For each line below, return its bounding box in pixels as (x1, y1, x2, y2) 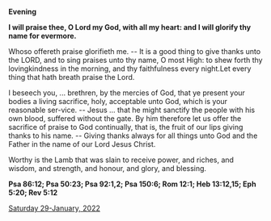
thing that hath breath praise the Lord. (8, 73, 135, 81)
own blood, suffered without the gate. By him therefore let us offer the (8, 114, 242, 123)
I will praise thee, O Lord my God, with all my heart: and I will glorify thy (8, 23, 252, 31)
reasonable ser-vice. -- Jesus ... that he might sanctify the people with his (8, 105, 256, 115)
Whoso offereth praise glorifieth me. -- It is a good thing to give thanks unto (8, 47, 261, 56)
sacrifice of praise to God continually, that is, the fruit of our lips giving (8, 123, 243, 131)
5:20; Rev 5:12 (8, 188, 58, 197)
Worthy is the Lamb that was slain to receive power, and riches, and (8, 155, 235, 165)
